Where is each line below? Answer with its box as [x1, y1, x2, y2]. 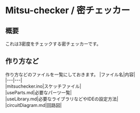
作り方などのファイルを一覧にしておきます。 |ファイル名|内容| [5, 71, 135, 78]
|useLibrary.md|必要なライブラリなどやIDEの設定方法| [5, 96, 119, 102]
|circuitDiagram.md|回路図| [5, 102, 62, 108]
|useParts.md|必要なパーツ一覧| [5, 89, 72, 95]
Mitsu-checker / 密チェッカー [5, 5, 130, 16]
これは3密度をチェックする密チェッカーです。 [5, 41, 101, 47]
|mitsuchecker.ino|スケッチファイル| [5, 83, 81, 89]
